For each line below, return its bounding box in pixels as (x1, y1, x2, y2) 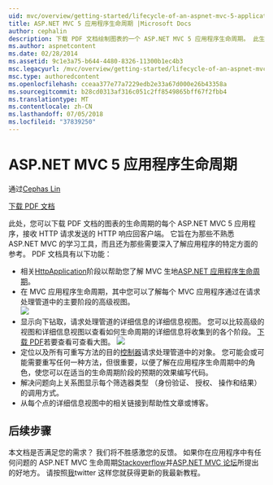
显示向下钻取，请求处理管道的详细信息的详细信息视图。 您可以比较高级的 (19, 317, 265, 326)
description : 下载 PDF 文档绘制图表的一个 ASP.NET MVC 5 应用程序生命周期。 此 (8, 34, 260, 43)
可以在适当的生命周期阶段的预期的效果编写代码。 (48, 367, 213, 377)
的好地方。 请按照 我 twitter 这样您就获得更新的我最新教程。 (8, 467, 205, 477)
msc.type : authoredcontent (8, 72, 100, 81)
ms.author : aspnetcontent (8, 42, 96, 50)
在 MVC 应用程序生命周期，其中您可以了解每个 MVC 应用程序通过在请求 (19, 286, 261, 296)
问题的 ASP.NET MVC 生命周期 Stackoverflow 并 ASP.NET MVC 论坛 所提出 (15, 457, 259, 467)
